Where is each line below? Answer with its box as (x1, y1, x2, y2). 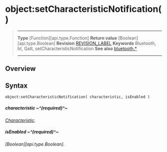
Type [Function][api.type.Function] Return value (17, 35, 117, 41)
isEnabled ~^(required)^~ (5, 129, 59, 135)
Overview (5, 64, 36, 73)
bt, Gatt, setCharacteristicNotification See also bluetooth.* (17, 46, 137, 51)
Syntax (5, 81, 28, 90)
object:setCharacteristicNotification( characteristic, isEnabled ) (5, 95, 150, 100)
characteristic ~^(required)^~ (5, 105, 68, 111)
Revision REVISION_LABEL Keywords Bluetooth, (56, 40, 157, 46)
